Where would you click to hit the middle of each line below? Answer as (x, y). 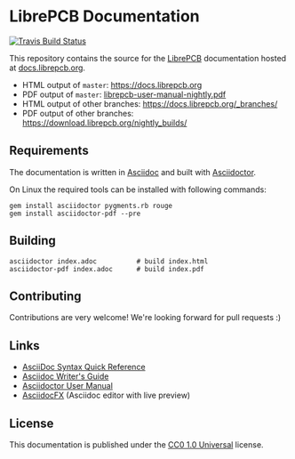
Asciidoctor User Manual (68, 386)
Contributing (45, 296)
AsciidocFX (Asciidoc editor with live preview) (106, 395)
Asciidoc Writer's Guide (65, 376)
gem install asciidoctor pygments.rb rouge (91, 205)
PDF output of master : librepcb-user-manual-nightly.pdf (124, 94)
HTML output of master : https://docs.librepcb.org (112, 85)
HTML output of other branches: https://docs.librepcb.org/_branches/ (150, 103)
